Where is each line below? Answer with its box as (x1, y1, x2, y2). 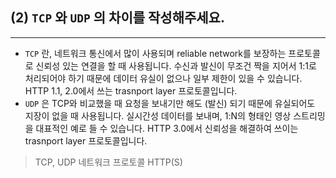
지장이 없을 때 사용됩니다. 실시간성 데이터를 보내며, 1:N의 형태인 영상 (24, 109, 292, 122)
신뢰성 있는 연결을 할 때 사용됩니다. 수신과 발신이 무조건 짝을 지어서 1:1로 (35, 59, 317, 72)
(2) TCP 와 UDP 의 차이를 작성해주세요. (10, 9, 225, 27)
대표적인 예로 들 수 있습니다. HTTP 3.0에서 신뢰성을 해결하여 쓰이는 (35, 122, 299, 134)
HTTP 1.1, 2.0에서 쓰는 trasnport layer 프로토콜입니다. (24, 84, 238, 97)
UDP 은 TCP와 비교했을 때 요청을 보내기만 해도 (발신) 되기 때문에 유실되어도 (24, 97, 316, 109)
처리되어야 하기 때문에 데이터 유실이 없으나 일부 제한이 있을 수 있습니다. (24, 72, 303, 84)
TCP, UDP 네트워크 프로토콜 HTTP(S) (34, 156, 183, 168)
